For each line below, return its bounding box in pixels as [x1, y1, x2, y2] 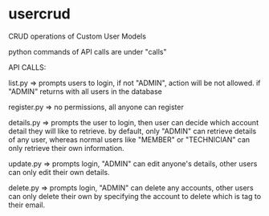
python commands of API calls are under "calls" [8, 47, 167, 56]
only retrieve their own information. [8, 143, 124, 153]
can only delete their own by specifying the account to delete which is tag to [8, 191, 262, 201]
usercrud [8, 5, 71, 23]
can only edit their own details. [8, 167, 110, 177]
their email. [8, 200, 46, 210]
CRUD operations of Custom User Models [8, 31, 147, 41]
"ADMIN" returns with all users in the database [8, 86, 163, 96]
